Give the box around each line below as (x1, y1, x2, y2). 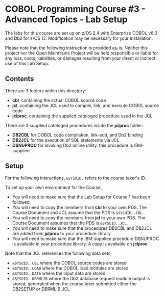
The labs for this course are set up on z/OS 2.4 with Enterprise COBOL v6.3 (5, 30, 158, 36)
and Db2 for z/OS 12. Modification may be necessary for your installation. (5, 35, 153, 41)
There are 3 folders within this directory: (5, 87, 87, 94)
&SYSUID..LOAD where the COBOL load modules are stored (12, 265, 129, 271)
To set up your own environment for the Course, (5, 184, 102, 190)
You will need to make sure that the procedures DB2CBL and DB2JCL (12, 225, 153, 231)
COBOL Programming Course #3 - (5, 3, 145, 15)
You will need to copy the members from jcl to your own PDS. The (12, 215, 145, 220)
